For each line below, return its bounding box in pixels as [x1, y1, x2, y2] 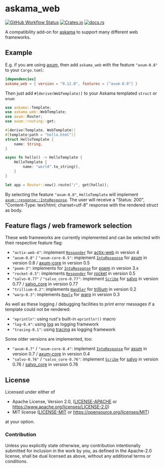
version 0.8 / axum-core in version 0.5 [12, 260, 90, 266]
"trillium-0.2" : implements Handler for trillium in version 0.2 [12, 286, 136, 292]
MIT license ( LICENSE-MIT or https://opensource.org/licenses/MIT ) [12, 409, 149, 415]
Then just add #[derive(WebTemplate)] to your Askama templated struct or [5, 90, 157, 96]
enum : [5, 95, 16, 102]
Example [5, 49, 33, 57]
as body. [5, 207, 23, 213]
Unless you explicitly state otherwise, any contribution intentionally [5, 442, 141, 448]
